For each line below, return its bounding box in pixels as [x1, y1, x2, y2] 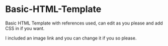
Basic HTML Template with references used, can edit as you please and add [5, 20, 163, 26]
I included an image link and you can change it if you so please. [5, 35, 137, 41]
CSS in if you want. [5, 25, 45, 31]
